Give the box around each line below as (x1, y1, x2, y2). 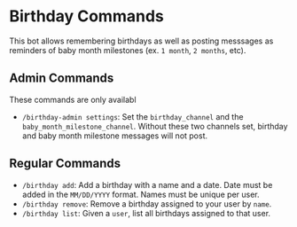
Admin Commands (9, 71, 114, 86)
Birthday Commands (9, 6, 164, 27)
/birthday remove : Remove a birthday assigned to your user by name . (21, 198, 272, 209)
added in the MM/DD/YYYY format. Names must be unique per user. (21, 189, 260, 200)
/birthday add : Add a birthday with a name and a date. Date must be (21, 179, 273, 190)
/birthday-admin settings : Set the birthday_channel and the (21, 111, 244, 121)
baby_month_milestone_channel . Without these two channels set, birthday (21, 121, 288, 131)
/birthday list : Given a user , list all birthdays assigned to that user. (21, 207, 271, 218)
